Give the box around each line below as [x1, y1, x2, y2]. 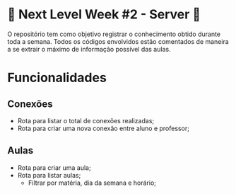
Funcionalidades [7, 70, 107, 86]
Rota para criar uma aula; [17, 163, 91, 172]
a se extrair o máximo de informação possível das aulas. [7, 45, 171, 53]
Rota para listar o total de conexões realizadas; [17, 116, 154, 125]
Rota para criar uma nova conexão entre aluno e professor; [17, 124, 189, 132]
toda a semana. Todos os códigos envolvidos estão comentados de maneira [7, 37, 230, 45]
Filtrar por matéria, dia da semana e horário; [28, 178, 157, 187]
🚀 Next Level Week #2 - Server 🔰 [7, 6, 201, 23]
